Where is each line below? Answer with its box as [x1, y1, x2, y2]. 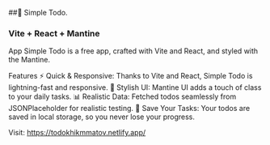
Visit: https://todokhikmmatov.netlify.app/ [8, 128, 146, 138]
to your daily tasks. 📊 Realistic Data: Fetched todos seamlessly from [8, 92, 237, 101]
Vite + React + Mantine [8, 28, 100, 39]
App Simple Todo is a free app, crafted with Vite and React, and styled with [8, 46, 259, 56]
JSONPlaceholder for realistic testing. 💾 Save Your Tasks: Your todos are [8, 104, 251, 113]
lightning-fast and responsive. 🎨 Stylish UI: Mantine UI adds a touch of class [8, 83, 262, 92]
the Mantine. [8, 55, 51, 65]
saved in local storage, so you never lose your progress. [8, 112, 196, 122]
